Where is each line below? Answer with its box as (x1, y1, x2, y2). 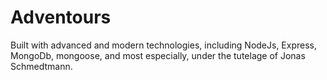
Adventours (10, 6, 112, 29)
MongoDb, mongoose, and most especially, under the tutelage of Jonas (10, 49, 306, 61)
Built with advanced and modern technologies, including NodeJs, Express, (10, 39, 318, 51)
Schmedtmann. (10, 60, 73, 72)
